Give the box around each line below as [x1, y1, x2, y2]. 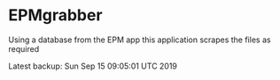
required [8, 43, 40, 54]
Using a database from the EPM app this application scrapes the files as [8, 34, 271, 45]
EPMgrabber [8, 5, 103, 25]
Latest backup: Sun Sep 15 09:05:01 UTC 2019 [8, 61, 178, 71]
